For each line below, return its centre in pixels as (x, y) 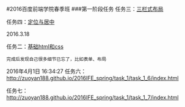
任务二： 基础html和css (35, 47)
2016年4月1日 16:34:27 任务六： (46, 71)
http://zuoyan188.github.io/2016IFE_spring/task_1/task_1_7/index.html (92, 97)
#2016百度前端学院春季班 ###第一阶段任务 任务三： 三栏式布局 (85, 9)
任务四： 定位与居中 (31, 22)
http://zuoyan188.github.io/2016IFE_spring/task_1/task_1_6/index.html (92, 78)
